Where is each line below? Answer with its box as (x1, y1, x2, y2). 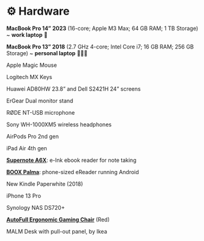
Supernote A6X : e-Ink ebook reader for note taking (6, 156, 137, 164)
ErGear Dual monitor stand (6, 97, 74, 104)
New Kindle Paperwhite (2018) (6, 180, 83, 188)
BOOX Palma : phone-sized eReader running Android (6, 168, 139, 175)
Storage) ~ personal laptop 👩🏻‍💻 (6, 49, 88, 56)
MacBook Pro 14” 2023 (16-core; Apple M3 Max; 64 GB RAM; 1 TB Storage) (6, 25, 198, 32)
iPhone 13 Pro (6, 192, 42, 199)
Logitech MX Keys (6, 73, 53, 80)
